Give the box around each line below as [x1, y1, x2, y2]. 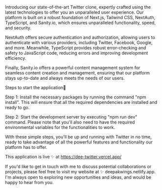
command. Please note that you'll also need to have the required [5, 119, 135, 125]
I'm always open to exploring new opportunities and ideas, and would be [5, 174, 152, 180]
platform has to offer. [5, 144, 47, 150]
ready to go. [5, 105, 30, 110]
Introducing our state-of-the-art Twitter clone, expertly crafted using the [5, 4, 151, 10]
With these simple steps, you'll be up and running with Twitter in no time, [5, 134, 152, 140]
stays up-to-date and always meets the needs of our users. [5, 75, 125, 81]
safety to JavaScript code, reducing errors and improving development [5, 50, 148, 56]
